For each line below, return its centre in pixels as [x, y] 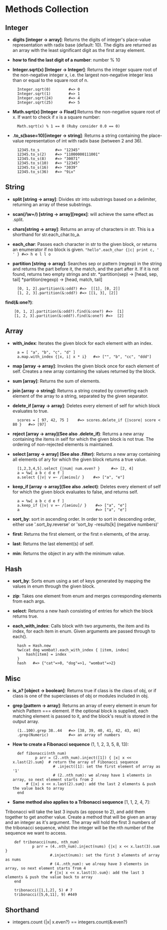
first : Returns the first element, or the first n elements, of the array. [81, 534]
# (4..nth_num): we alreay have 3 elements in [99, 864]
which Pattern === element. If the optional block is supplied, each [80, 711]
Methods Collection [47, 9]
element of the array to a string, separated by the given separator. [80, 396]
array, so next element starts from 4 [45, 869]
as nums [13, 860]
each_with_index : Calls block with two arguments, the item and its [81, 626]
